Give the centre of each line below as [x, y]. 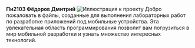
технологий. [21, 40]
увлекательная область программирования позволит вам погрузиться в [98, 28]
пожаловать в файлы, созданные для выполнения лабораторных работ [96, 15]
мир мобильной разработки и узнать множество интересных [83, 34]
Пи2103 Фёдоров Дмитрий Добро [84, 9]
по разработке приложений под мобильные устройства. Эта [82, 21]
